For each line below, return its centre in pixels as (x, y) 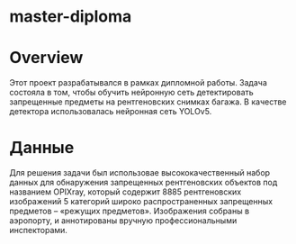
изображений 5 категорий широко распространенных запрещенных (141, 202)
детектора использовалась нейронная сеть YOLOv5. (111, 112)
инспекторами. (38, 230)
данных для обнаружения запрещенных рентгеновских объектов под (144, 183)
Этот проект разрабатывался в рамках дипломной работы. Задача (139, 83)
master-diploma (71, 17)
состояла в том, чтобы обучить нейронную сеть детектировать (131, 93)
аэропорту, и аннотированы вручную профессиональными (123, 221)
